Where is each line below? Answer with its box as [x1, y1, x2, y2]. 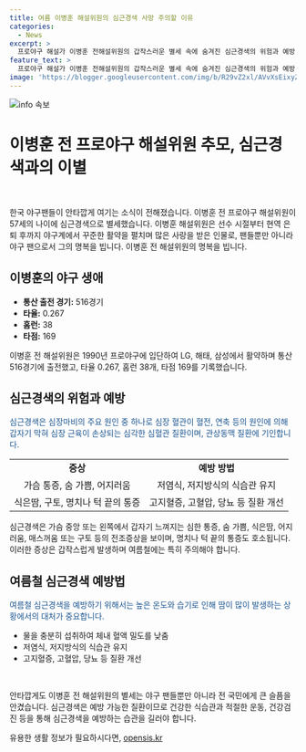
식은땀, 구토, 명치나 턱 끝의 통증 [14, 496, 141, 509]
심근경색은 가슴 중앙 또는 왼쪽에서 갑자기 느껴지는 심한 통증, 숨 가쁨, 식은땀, [9, 521, 276, 532]
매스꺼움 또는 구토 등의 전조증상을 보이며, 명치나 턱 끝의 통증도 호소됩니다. [28, 533, 291, 544]
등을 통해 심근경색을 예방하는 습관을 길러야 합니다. [18, 713, 197, 724]
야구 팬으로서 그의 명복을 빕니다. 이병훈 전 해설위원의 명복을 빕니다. [9, 241, 248, 252]
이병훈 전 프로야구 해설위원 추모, [9, 134, 235, 155]
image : [9, 73, 35, 82]
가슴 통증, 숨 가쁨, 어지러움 [23, 479, 131, 492]
